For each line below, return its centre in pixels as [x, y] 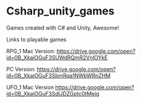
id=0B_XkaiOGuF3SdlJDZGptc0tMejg [53, 93]
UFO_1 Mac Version [30, 87]
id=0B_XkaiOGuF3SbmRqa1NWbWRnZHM [58, 75]
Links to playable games [36, 39]
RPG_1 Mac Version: [31, 51]
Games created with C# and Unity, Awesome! [63, 28]
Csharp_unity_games [60, 11]
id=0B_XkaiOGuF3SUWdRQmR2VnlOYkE [57, 57]
